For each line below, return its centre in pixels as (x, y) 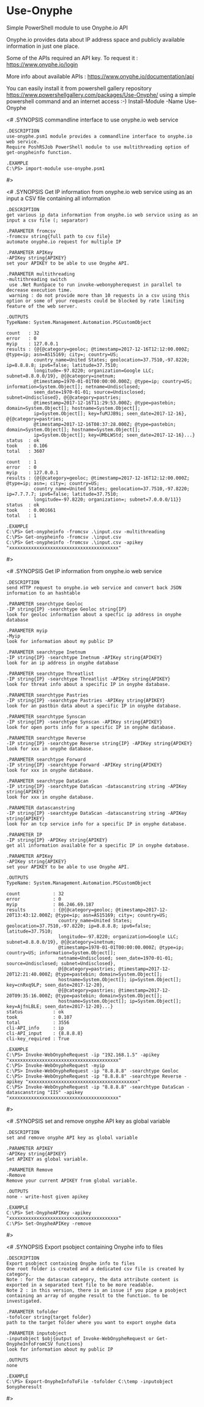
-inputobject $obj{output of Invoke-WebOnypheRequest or (80, 1338)
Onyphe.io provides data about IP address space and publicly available (96, 39)
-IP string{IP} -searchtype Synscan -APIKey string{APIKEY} (85, 722)
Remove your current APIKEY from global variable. (72, 1181)
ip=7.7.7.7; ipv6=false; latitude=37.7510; (63, 494)
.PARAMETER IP (24, 835)
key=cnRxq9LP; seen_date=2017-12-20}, (56, 985)
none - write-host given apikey (47, 1197)
